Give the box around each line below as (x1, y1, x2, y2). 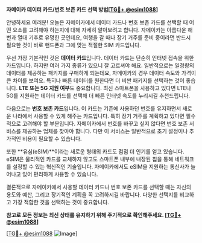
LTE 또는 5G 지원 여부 (19, 85, 70, 91)
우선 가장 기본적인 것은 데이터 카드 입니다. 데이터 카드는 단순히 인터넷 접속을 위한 (6, 54, 194, 61)
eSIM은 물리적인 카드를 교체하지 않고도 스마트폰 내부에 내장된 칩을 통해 (6, 155, 174, 163)
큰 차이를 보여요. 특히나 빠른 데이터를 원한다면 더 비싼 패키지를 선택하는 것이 (6, 77, 185, 84)
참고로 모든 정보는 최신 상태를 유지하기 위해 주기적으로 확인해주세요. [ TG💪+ (6, 212, 181, 218)
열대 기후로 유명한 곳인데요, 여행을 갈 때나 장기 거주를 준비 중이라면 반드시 (17, 34, 191, 41)
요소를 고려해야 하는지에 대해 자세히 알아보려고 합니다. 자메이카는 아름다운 (12, 27, 187, 33)
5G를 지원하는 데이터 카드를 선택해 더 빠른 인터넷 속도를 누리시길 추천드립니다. (6, 92, 191, 99)
